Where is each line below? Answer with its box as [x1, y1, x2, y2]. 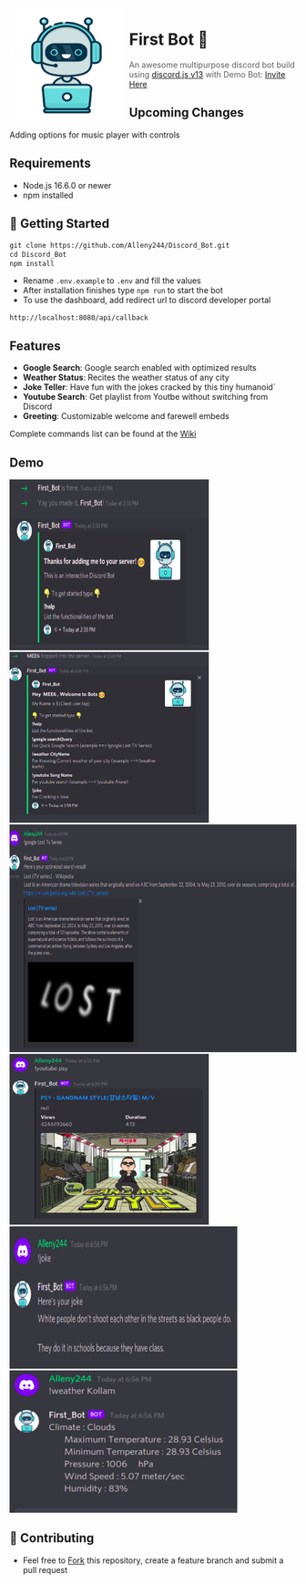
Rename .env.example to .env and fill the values [22, 275, 202, 286]
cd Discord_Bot [9, 250, 67, 260]
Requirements [9, 156, 91, 171]
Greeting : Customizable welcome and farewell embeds [22, 411, 229, 422]
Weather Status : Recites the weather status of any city [22, 372, 229, 383]
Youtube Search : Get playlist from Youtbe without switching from [22, 392, 269, 403]
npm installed [22, 189, 74, 200]
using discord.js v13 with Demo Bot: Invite [128, 68, 286, 79]
